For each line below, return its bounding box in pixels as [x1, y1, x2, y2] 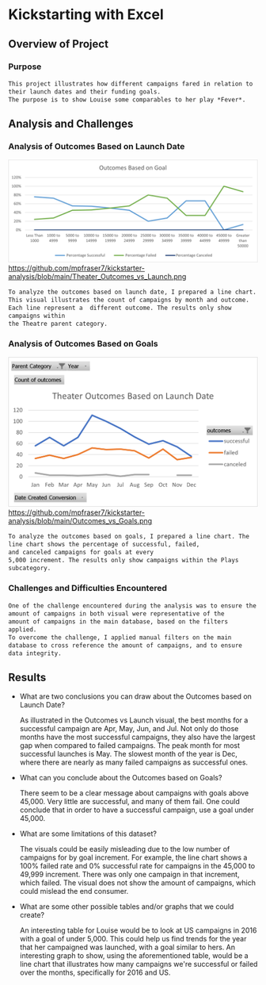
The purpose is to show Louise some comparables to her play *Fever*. [8, 95, 246, 104]
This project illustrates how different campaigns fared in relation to [8, 79, 253, 88]
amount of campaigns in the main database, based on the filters [8, 617, 228, 626]
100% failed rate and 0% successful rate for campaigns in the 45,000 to [19, 861, 256, 871]
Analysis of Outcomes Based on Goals [8, 339, 158, 350]
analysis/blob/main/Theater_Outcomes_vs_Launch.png [8, 272, 187, 282]
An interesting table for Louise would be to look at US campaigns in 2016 [19, 926, 257, 935]
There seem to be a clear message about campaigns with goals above [19, 788, 249, 798]
